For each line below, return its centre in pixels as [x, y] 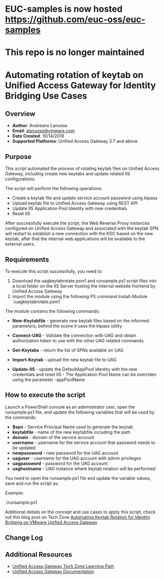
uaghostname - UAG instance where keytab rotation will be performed [84, 469]
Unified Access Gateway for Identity [81, 85]
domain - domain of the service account [53, 437]
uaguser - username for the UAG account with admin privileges [77, 458]
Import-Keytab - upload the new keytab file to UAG [64, 360]
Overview [20, 114]
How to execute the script [45, 395]
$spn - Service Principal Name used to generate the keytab [73, 427]
